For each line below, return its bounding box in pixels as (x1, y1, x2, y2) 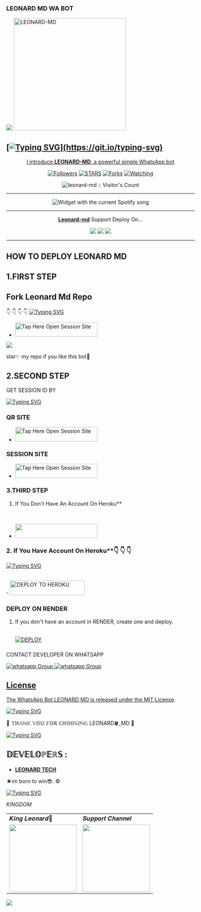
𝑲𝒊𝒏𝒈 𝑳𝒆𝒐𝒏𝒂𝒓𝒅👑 (9, 814, 53, 822)
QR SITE (6, 413, 31, 421)
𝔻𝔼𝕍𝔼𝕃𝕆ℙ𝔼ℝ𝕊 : (6, 750, 68, 760)
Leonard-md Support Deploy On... (57, 216, 143, 223)
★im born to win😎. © (6, 777, 61, 784)
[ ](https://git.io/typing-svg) (6, 142, 163, 152)
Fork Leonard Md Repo (6, 292, 93, 302)
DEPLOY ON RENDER (6, 604, 68, 612)
